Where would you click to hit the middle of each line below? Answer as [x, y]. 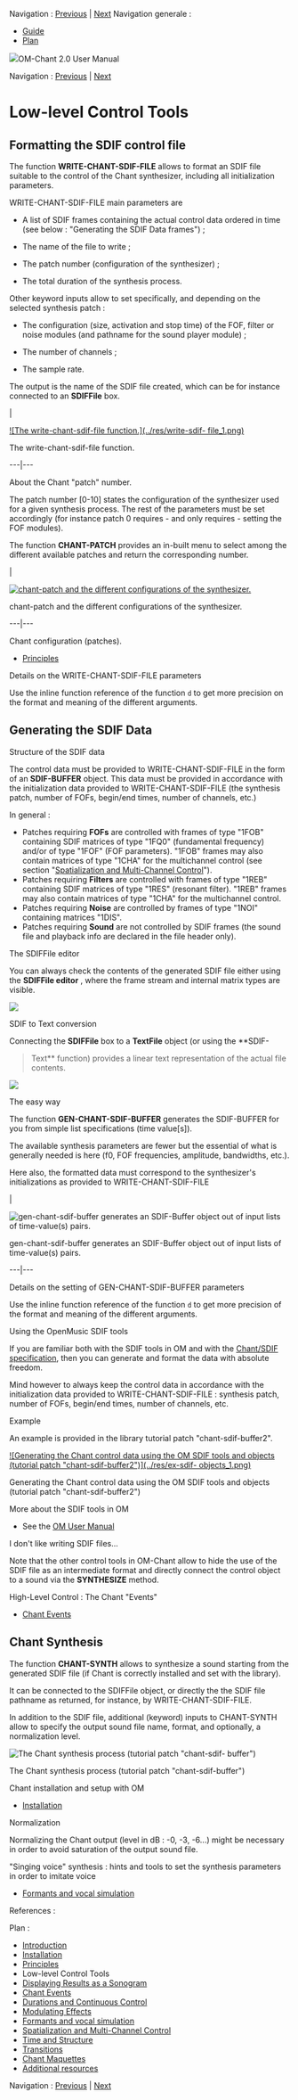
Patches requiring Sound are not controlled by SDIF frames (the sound [152, 926]
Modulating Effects [56, 2011]
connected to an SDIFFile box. [64, 396]
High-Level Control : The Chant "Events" [84, 1596]
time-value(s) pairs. [45, 1252]
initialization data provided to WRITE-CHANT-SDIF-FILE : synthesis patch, [145, 1394]
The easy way [35, 1102]
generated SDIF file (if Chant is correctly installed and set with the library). [145, 1673]
